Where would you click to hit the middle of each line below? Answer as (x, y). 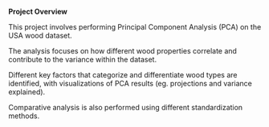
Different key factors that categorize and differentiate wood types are (123, 75)
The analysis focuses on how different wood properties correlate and (122, 51)
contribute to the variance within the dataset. (83, 60)
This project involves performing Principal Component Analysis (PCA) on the (135, 27)
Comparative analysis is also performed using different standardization (126, 107)
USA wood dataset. (40, 36)
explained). (27, 92)
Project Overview (38, 12)
